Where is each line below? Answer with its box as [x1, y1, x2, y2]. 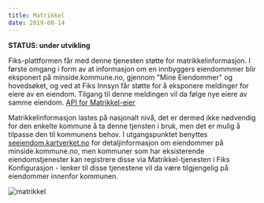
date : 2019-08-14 [8, 19, 65, 27]
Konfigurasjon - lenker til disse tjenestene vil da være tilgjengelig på [8, 163, 229, 172]
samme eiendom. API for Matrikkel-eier [8, 98, 136, 107]
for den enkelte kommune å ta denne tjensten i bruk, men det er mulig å [8, 121, 240, 131]
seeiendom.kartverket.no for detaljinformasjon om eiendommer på [8, 138, 224, 147]
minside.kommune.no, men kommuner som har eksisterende [8, 146, 205, 156]
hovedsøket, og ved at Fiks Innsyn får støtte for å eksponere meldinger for [8, 80, 250, 90]
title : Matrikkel [8, 11, 65, 20]
